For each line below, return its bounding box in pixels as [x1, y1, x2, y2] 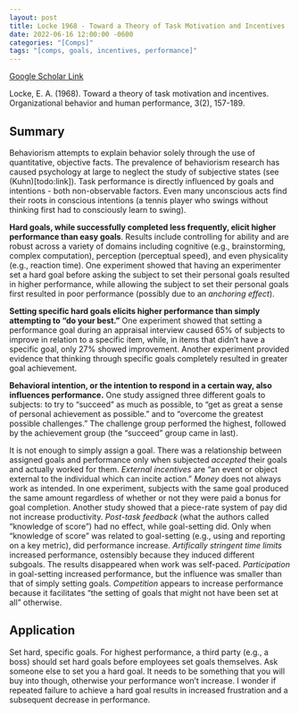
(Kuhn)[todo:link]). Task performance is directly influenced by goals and [9, 175, 274, 186]
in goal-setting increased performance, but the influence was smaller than [9, 568, 283, 579]
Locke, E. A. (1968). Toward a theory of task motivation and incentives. [9, 89, 270, 99]
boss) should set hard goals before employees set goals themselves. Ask [9, 656, 278, 667]
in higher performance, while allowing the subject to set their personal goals [9, 278, 289, 289]
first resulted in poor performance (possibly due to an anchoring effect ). [9, 288, 275, 299]
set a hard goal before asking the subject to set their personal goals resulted [9, 269, 290, 280]
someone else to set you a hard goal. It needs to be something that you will [9, 666, 286, 676]
